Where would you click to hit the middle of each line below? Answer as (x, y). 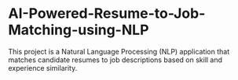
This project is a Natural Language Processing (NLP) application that (119, 51)
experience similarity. (43, 68)
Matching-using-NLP (79, 30)
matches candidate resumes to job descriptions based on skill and (115, 60)
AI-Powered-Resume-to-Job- (107, 14)
